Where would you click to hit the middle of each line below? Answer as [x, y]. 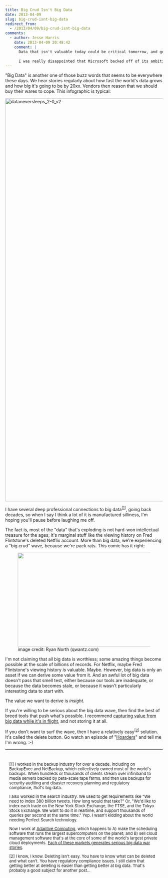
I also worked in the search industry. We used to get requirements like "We [80, 797]
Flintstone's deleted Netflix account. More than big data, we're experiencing [83, 540]
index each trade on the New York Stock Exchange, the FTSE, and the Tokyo [81, 806]
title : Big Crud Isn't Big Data [39, 10]
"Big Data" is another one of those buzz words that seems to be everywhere [84, 75]
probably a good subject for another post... [50, 870]
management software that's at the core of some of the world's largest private [83, 838]
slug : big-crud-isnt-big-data [37, 19]
